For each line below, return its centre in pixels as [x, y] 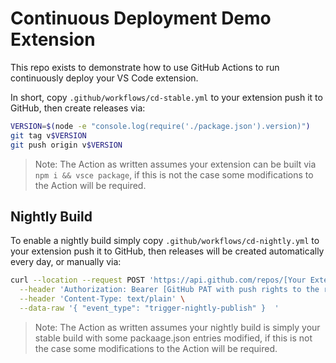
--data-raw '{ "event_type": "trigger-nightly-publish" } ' [149, 308]
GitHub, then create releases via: [78, 108]
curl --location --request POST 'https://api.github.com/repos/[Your [158, 280]
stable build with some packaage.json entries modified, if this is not [173, 338]
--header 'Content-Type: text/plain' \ [102, 299]
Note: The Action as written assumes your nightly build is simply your [177, 327]
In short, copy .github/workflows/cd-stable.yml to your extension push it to [166, 97]
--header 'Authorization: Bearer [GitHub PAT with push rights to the [169, 290]
